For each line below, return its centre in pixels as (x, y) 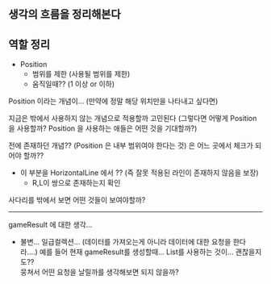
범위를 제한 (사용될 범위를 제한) (81, 74)
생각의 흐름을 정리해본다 (65, 15)
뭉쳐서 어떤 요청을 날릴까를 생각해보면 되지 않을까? (99, 272)
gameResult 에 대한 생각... (50, 225)
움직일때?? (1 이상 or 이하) (73, 84)
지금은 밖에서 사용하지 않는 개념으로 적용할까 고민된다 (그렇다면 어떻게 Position (133, 119)
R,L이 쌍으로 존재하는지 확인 (76, 183)
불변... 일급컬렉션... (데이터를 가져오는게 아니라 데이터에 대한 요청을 (125, 242)
